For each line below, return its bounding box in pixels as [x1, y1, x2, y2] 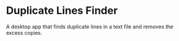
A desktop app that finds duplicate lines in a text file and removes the [6, 23, 174, 30]
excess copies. [6, 29, 42, 36]
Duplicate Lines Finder [6, 4, 118, 17]
